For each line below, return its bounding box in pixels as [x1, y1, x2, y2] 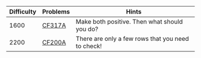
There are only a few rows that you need [75, 35, 190, 43]
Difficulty [9, 8, 37, 15]
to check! [75, 42, 102, 50]
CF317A [42, 21, 66, 29]
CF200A [42, 38, 66, 46]
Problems [42, 8, 71, 15]
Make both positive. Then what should [75, 18, 183, 25]
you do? [75, 25, 99, 33]
